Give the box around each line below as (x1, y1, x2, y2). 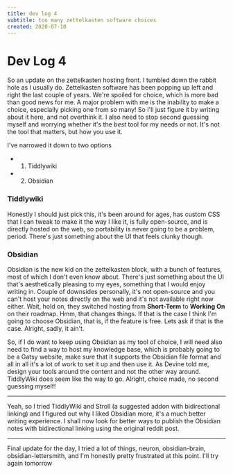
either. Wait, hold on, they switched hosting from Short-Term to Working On (7, 302, 225, 310)
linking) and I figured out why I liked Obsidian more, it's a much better (7, 409, 206, 418)
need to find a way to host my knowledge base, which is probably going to (7, 345, 221, 353)
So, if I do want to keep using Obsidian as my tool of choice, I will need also (7, 338, 223, 346)
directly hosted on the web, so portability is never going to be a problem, (7, 224, 215, 233)
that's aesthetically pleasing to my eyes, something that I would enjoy (7, 279, 206, 288)
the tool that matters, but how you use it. (7, 128, 123, 136)
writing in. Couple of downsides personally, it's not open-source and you (7, 287, 216, 295)
